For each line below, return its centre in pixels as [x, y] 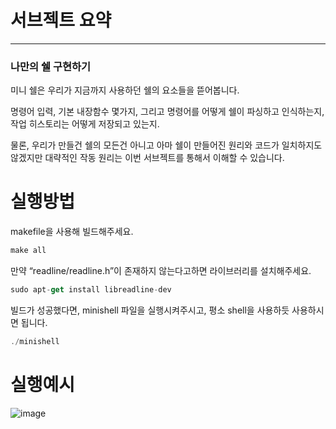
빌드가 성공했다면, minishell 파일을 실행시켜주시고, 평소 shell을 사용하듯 [150, 310]
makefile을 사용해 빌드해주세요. [72, 232]
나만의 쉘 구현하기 [51, 66]
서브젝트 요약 [61, 20]
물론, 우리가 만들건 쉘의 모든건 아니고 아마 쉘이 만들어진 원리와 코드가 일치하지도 [166, 145]
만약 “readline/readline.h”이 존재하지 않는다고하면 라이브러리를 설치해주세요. [161, 271]
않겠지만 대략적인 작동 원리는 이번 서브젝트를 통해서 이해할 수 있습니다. [147, 158]
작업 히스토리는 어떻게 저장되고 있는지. [85, 124]
